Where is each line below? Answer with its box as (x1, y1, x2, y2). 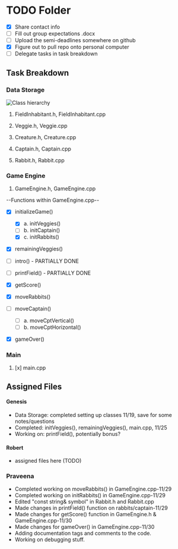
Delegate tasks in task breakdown (14, 50, 98, 57)
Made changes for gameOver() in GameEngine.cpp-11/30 (14, 523, 155, 531)
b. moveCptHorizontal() (23, 324, 81, 331)
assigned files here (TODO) (14, 457, 82, 465)
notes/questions (14, 418, 55, 425)
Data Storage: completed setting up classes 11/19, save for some (14, 411, 172, 418)
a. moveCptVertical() (23, 316, 74, 324)
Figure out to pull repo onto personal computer (14, 43, 129, 51)
